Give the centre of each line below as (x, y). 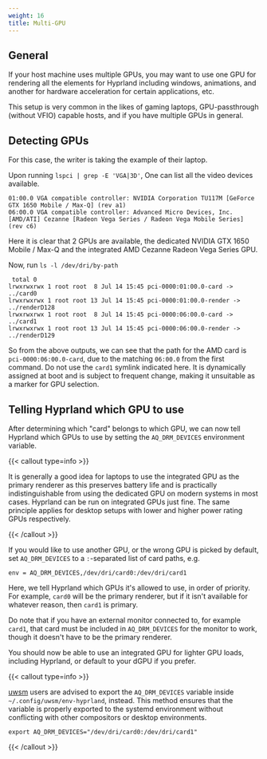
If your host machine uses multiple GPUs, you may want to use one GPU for (132, 75)
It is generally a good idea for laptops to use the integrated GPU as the (124, 476)
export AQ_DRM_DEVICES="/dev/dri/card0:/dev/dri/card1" (103, 732)
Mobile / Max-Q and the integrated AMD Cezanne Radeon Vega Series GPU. (133, 250)
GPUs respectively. (39, 519)
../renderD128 (32, 308)
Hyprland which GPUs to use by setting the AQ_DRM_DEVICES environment (127, 437)
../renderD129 (32, 336)
